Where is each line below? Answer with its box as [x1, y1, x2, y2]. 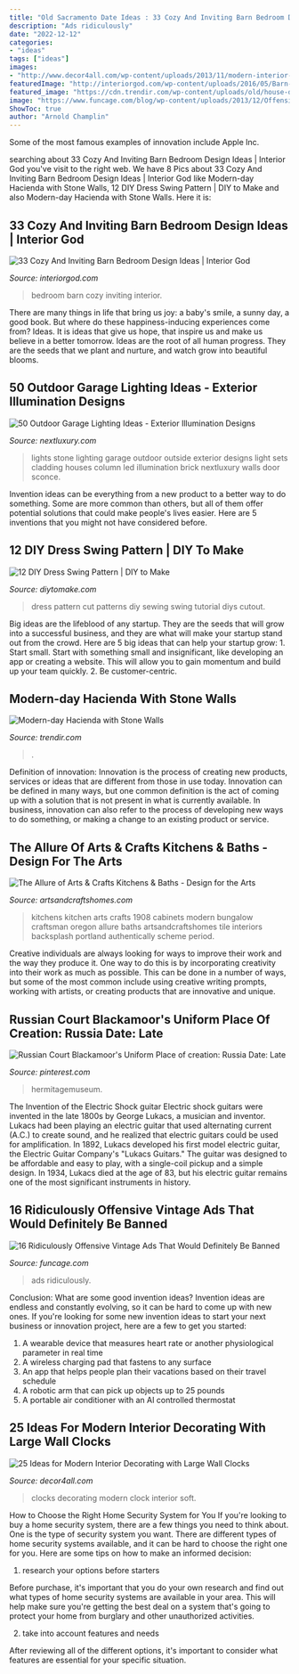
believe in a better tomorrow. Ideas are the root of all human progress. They [9, 335, 287, 346]
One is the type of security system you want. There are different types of [9, 1529, 278, 1539]
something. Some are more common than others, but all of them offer [9, 498, 264, 509]
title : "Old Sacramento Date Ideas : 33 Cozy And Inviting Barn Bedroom [9, 12, 285, 22]
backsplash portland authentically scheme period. [30, 931, 215, 942]
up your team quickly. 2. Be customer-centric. [9, 666, 178, 676]
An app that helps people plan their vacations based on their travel [21, 1366, 267, 1376]
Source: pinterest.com [9, 1066, 91, 1077]
